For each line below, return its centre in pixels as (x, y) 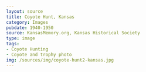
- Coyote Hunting (27, 49)
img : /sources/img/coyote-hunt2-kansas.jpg (60, 60)
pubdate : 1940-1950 (30, 28)
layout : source (25, 11)
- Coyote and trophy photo (39, 55)
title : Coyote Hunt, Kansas (40, 17)
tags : (13, 44)
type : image (21, 38)
